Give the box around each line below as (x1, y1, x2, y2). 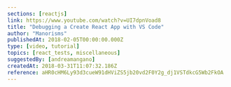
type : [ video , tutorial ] (7, 43, 80, 50)
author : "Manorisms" (7, 29, 68, 37)
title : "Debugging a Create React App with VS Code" (7, 23, 164, 30)
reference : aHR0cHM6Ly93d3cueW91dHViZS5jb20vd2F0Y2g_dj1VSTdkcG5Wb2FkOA (7, 69, 224, 76)
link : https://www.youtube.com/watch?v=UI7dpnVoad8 (7, 17, 161, 24)
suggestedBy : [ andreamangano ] (7, 56, 96, 63)
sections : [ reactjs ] (7, 10, 68, 18)
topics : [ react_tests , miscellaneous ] (7, 50, 120, 57)
